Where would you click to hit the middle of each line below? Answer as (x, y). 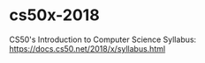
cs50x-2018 (54, 15)
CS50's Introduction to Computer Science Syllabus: (103, 39)
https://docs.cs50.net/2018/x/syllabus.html (87, 48)
